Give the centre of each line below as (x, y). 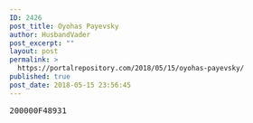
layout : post (34, 52)
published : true (40, 77)
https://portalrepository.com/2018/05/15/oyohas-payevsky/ (131, 69)
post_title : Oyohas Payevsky (64, 26)
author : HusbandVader (50, 34)
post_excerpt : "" (42, 43)
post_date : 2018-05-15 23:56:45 (70, 85)
